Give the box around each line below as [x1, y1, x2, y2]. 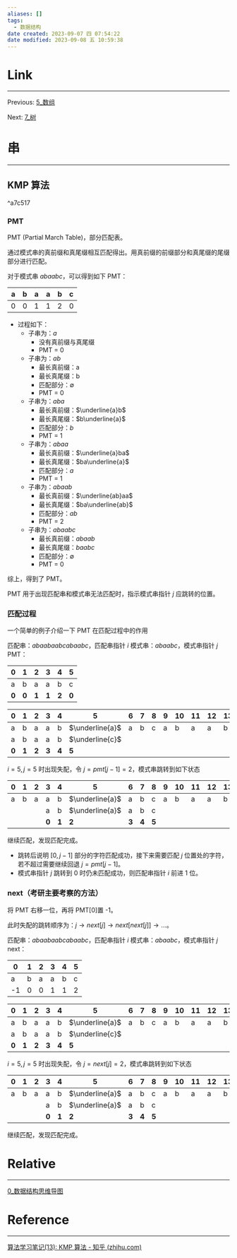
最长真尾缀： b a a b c [38, 543, 95, 552]
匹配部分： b [38, 423, 74, 432]
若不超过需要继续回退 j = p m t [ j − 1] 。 [17, 860, 125, 869]
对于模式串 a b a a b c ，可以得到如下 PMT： [7, 272, 128, 281]
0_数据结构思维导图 [7, 1187, 63, 1195]
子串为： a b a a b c [28, 526, 76, 534]
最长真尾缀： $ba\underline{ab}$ [38, 500, 133, 509]
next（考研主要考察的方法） [7, 888, 103, 898]
